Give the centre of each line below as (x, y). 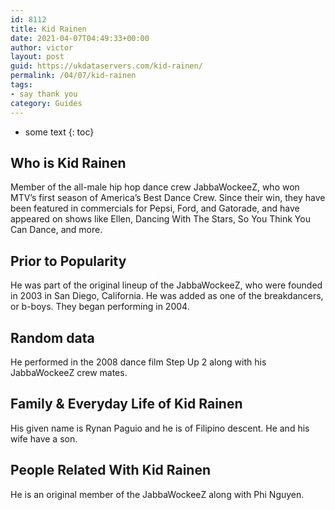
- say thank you (44, 94)
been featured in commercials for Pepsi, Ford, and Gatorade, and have (155, 208)
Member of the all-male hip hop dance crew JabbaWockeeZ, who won (155, 187)
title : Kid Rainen (48, 29)
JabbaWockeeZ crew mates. (69, 372)
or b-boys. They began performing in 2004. (100, 307)
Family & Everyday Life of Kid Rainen (126, 404)
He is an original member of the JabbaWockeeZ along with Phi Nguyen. (157, 494)
